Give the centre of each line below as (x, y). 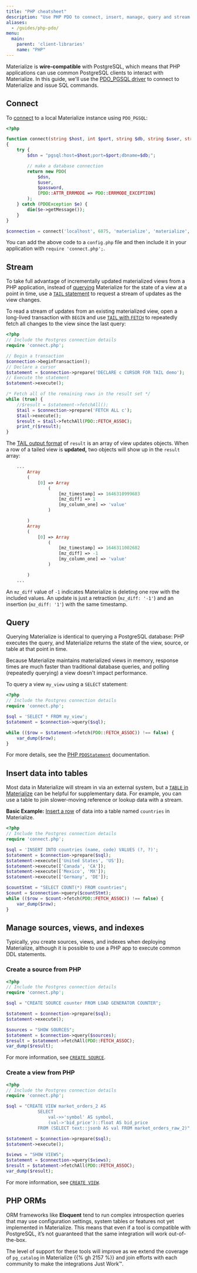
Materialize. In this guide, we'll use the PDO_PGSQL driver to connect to (93, 79)
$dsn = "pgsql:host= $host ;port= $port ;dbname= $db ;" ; (92, 156)
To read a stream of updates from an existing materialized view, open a (92, 311)
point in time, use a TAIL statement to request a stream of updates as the (94, 293)
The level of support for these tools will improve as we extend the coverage (97, 1251)
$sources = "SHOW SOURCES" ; (40, 1030)
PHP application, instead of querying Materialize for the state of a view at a (96, 288)
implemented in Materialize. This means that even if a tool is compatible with (98, 1227)
